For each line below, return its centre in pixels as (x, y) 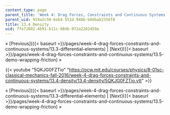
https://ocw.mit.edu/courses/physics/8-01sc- (116, 70)
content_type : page (26, 10)
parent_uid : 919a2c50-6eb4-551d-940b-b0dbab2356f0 (60, 19)
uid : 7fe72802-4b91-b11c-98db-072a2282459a (52, 29)
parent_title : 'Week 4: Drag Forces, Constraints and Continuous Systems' (87, 15)
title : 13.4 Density (27, 24)
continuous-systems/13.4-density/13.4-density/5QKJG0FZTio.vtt (74, 81)
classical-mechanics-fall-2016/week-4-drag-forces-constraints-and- (78, 75)
